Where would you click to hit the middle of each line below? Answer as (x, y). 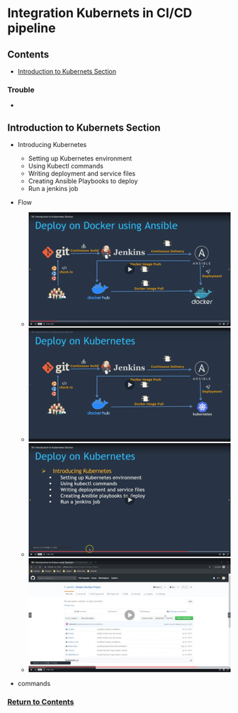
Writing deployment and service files (82, 174)
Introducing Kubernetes (52, 145)
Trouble (21, 89)
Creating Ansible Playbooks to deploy (83, 181)
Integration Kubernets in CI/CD (100, 13)
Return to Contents (41, 702)
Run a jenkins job (53, 189)
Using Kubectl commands (66, 166)
